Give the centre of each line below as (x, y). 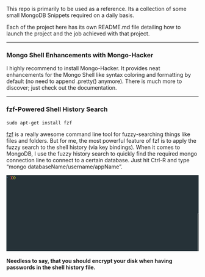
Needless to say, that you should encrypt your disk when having (89, 261)
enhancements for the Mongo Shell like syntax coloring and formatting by (99, 75)
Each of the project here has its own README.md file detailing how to (94, 27)
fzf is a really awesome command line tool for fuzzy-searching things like (98, 134)
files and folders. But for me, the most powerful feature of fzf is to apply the (101, 140)
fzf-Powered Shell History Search (57, 109)
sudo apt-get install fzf (39, 123)
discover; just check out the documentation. (62, 88)
